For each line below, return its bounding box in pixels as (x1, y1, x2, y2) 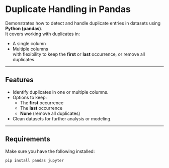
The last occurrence (20, 105, 63, 111)
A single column (12, 40, 46, 46)
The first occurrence (20, 99, 64, 106)
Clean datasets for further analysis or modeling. (12, 115, 112, 121)
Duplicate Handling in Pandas (5, 4, 131, 15)
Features (5, 76, 34, 84)
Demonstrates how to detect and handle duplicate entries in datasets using (5, 20, 161, 26)
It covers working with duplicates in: (5, 31, 80, 37)
